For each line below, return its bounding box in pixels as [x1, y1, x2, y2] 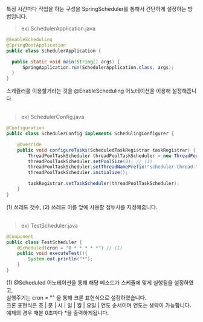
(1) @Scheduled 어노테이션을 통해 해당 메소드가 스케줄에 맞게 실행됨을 [6, 279, 173, 286]
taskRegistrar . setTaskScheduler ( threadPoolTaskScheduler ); [28, 181, 180, 187]
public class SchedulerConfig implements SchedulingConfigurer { [6, 130, 174, 137]
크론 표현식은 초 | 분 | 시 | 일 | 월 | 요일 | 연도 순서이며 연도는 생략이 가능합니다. [6, 301, 192, 309]
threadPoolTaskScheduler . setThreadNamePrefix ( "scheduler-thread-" [28, 164, 199, 170]
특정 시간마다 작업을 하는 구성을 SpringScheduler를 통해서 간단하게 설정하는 [6, 5, 187, 12]
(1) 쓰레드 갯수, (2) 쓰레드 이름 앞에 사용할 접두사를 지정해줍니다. [6, 203, 158, 210]
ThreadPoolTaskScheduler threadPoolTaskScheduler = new [28, 153, 172, 159]
